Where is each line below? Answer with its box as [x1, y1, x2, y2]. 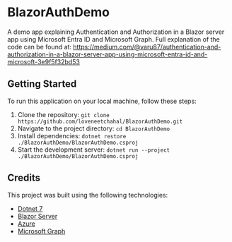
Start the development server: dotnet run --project [17, 145, 170, 154]
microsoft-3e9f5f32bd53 [7, 57, 80, 66]
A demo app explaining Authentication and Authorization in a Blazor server [7, 28, 225, 36]
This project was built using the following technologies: [7, 190, 168, 199]
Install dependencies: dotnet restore [17, 131, 127, 140]
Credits [7, 172, 41, 184]
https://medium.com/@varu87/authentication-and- [73, 42, 221, 51]
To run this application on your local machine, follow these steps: [7, 97, 197, 105]
